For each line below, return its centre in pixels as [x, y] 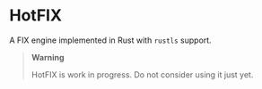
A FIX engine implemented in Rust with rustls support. [111, 40]
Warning [48, 57]
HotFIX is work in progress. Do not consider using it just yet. [142, 74]
